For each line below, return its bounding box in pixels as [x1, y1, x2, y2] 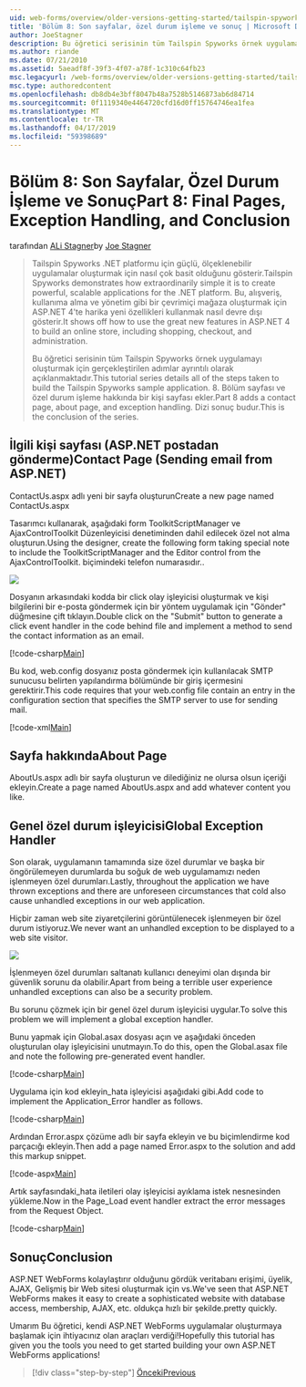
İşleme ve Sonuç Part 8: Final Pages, [9, 191, 286, 212]
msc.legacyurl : [9, 73, 67, 82]
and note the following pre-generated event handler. [9, 1051, 206, 1062]
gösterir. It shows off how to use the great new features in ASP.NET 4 [31, 316, 291, 326]
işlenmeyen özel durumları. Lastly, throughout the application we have [9, 876, 270, 887]
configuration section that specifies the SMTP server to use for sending [9, 694, 278, 705]
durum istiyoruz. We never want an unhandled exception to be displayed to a [9, 923, 295, 934]
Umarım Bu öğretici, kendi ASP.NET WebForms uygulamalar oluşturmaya [9, 1320, 282, 1331]
